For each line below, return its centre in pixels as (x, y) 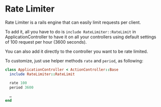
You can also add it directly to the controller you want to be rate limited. (77, 51)
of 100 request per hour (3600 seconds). (46, 42)
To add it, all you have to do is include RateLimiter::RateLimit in (71, 31)
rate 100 (18, 83)
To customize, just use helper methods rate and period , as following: (74, 61)
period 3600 (22, 87)
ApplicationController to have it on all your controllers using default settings (81, 37)
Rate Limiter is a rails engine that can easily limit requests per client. (73, 22)
